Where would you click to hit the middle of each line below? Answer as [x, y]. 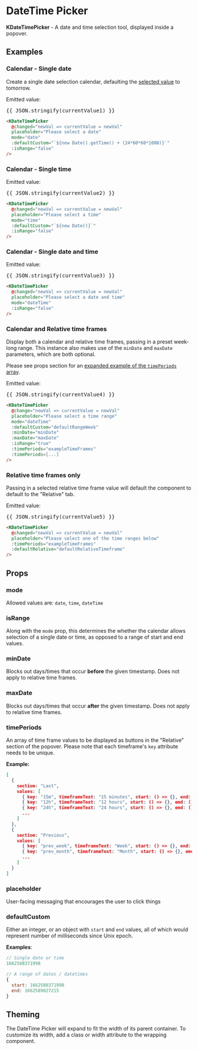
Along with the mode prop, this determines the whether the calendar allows [96, 631]
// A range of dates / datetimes [47, 974]
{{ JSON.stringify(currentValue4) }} [61, 395]
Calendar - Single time [39, 169]
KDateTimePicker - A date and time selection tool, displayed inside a [90, 27]
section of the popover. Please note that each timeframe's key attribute [92, 747]
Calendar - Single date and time [52, 252]
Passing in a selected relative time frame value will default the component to [99, 488]
